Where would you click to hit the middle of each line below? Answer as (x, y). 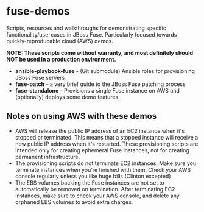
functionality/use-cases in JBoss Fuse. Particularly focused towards (92, 34)
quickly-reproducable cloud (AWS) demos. (60, 41)
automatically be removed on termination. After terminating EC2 (95, 189)
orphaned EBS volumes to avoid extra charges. (74, 202)
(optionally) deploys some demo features (67, 97)
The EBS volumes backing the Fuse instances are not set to (90, 182)
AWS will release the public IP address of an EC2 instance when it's (100, 131)
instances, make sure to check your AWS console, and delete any (97, 196)
